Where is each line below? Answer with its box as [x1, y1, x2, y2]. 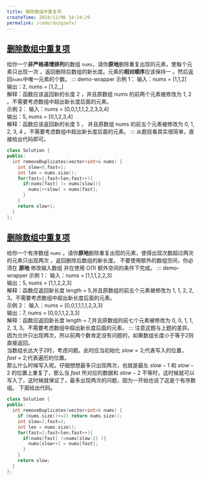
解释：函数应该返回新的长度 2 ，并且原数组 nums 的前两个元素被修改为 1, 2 [7, 90, 192, 98]
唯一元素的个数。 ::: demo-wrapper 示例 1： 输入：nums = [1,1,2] [28, 76, 187, 83]
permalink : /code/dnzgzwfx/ [7, 20, 77, 26]
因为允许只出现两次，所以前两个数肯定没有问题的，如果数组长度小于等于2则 [7, 332, 194, 339]
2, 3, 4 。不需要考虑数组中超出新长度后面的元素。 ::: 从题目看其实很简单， [7, 128, 189, 135]
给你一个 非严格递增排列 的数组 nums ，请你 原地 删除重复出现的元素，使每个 [7, 61, 188, 68]
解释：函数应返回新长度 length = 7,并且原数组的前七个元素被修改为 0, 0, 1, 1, [7, 317, 194, 324]
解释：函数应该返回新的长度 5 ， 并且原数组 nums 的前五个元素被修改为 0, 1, [7, 120, 195, 128]
